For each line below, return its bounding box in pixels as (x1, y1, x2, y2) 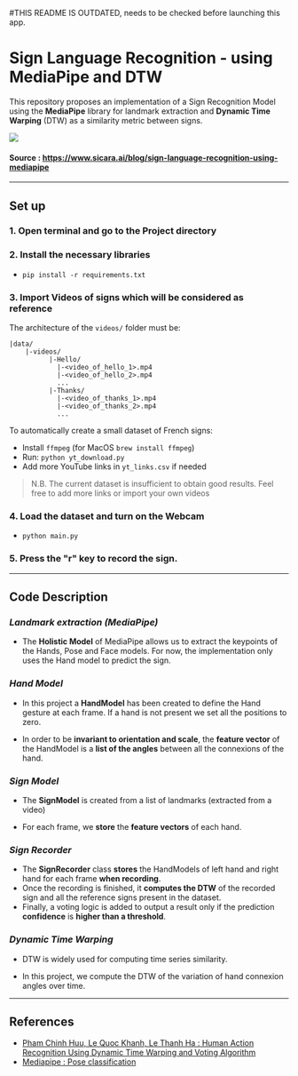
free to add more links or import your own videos (30, 488, 210, 498)
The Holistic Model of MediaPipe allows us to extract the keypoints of (21, 636, 278, 647)
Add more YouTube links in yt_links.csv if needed (21, 461, 207, 472)
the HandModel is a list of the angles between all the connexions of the (21, 743, 285, 753)
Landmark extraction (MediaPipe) (9, 616, 159, 628)
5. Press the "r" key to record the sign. (9, 553, 178, 565)
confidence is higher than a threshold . (21, 911, 167, 922)
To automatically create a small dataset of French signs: (9, 426, 213, 436)
